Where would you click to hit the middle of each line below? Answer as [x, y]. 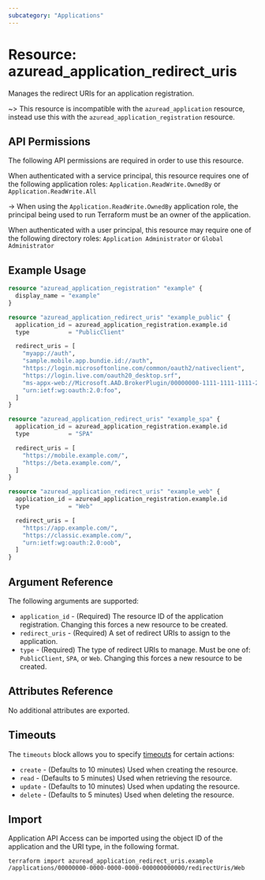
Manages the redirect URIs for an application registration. [101, 93]
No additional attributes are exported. [69, 710]
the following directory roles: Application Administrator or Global [116, 238]
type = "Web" [54, 507]
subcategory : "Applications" [56, 15]
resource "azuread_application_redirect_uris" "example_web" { [114, 492]
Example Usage [47, 270]
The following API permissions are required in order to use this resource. [126, 161]
